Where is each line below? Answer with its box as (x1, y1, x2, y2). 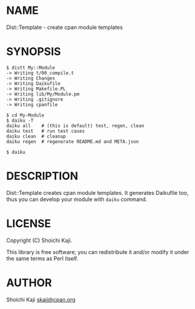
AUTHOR (6, 276, 53, 290)
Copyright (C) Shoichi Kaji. (6, 237, 72, 244)
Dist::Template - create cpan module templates (6, 24, 123, 31)
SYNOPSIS (6, 45, 62, 59)
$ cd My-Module (6, 112, 45, 118)
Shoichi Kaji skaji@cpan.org (6, 296, 75, 303)
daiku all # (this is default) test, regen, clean (6, 123, 145, 129)
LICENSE (6, 217, 51, 230)
